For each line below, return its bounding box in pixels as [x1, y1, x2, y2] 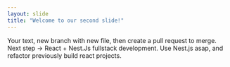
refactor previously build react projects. [7, 51, 122, 60]
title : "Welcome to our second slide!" [7, 17, 124, 24]
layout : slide [7, 10, 49, 18]
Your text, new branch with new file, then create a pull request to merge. [7, 36, 217, 44]
